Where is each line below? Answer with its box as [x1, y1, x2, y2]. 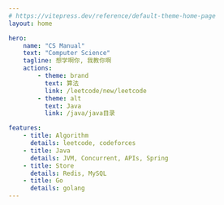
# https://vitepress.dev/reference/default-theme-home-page [8, 11, 217, 20]
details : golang [29, 184, 85, 193]
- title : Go [23, 177, 63, 185]
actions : [23, 64, 53, 73]
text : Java [44, 102, 82, 110]
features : [8, 124, 42, 132]
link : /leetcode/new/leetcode [44, 87, 148, 95]
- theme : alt [37, 94, 82, 102]
